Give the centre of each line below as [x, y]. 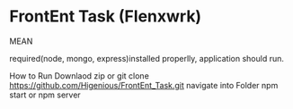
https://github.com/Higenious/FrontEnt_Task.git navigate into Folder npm [144, 85]
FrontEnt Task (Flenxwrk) [106, 17]
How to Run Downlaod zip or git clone [80, 75]
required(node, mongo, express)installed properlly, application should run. [147, 58]
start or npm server [45, 95]
